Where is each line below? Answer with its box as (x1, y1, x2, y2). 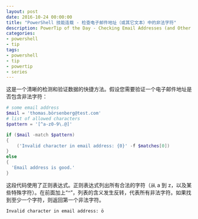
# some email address (6, 105, 60, 111)
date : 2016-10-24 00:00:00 (6, 14, 72, 20)
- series (6, 69, 28, 75)
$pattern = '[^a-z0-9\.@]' (6, 121, 72, 127)
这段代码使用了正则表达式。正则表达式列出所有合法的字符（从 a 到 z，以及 (6, 181, 187, 188)
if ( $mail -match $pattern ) (6, 132, 75, 138)
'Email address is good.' (11, 165, 75, 171)
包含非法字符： (11, 93, 48, 100)
